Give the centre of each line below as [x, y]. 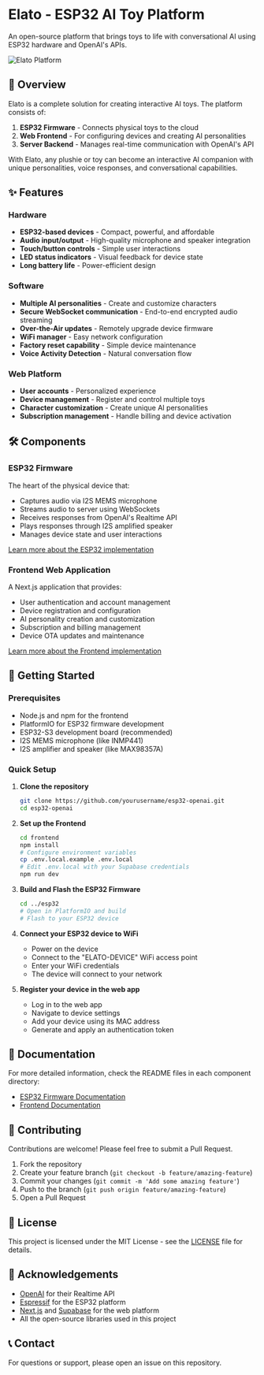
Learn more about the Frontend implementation [85, 651]
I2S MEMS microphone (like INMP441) [82, 740]
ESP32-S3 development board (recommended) [96, 732]
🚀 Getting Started [52, 676]
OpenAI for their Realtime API [67, 1293]
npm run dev [39, 875]
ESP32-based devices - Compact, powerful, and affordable [117, 232]
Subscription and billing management [80, 627]
